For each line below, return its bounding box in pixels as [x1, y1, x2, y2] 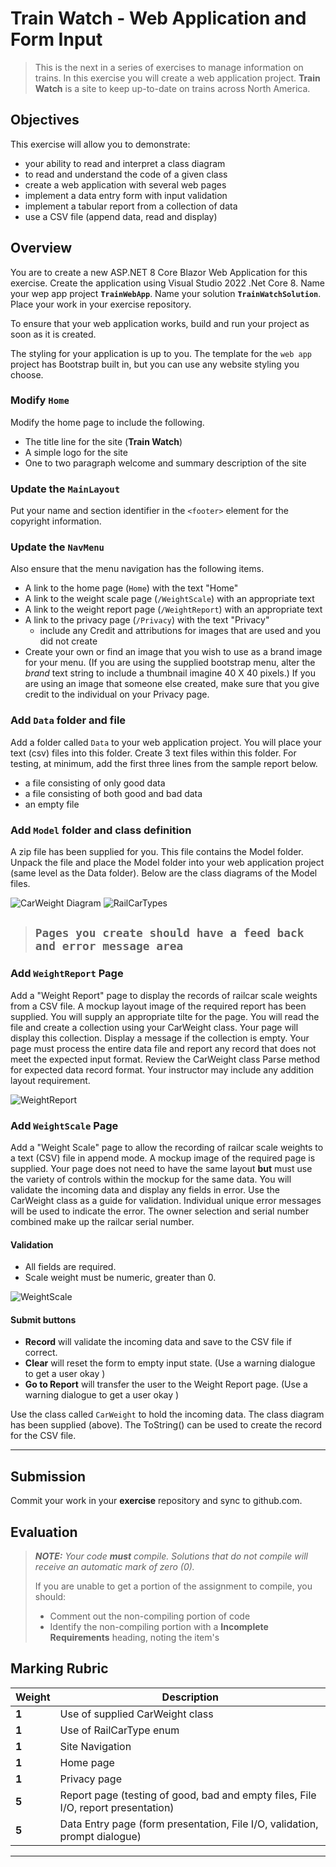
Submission [10, 1468, 87, 1485]
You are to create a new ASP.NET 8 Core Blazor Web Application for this [10, 266, 308, 278]
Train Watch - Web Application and [10, 7, 307, 30]
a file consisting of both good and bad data [24, 787, 203, 799]
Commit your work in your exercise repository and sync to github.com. [10, 1495, 303, 1507]
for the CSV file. [10, 1430, 77, 1442]
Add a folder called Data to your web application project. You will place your [10, 736, 322, 748]
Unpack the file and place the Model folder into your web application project [10, 857, 325, 869]
